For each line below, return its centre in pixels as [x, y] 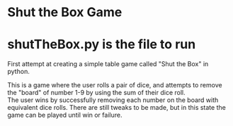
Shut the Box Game [65, 12]
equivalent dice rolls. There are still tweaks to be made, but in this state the [117, 108]
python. [18, 72]
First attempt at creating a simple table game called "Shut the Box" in [108, 64]
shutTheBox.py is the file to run [102, 45]
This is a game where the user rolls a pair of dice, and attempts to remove [115, 85]
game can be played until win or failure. [65, 115]
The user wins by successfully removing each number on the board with [113, 100]
